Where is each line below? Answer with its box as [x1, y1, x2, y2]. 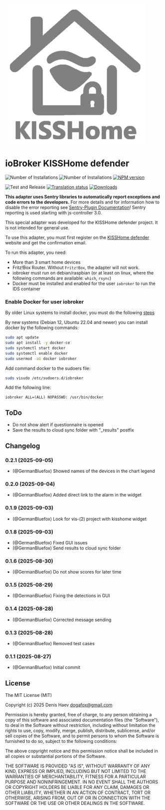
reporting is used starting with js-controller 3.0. [5, 209, 102, 215]
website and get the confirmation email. [5, 239, 87, 245]
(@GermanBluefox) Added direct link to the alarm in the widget [12, 492, 142, 498]
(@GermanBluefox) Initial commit [12, 664, 81, 670]
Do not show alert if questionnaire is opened [12, 422, 104, 428]
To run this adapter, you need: [5, 249, 67, 255]
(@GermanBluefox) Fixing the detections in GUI [12, 593, 110, 599]
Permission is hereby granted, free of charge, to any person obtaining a [5, 712, 152, 718]
